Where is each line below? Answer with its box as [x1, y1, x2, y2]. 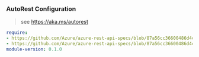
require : [6, 30, 28, 36]
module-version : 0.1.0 [6, 46, 62, 52]
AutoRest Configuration [6, 5, 76, 13]
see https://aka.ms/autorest [20, 18, 89, 26]
